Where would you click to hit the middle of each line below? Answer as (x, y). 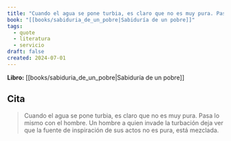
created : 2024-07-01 (37, 58)
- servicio (29, 45)
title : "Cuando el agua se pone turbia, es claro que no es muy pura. (110, 13)
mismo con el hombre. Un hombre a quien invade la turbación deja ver (123, 123)
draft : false (26, 52)
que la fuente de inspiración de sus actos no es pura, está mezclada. (121, 130)
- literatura (32, 39)
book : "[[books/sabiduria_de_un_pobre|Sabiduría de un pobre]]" (101, 20)
